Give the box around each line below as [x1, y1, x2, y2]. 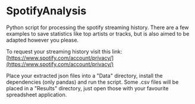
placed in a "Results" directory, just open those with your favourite [6, 84, 169, 92]
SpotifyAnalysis [6, 4, 87, 18]
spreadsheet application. [6, 91, 67, 98]
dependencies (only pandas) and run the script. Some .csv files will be [6, 78, 179, 86]
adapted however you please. [6, 36, 79, 43]
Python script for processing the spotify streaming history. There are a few [6, 24, 189, 31]
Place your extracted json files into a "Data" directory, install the [6, 72, 163, 79]
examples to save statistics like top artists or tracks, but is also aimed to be [6, 30, 190, 37]
